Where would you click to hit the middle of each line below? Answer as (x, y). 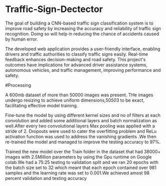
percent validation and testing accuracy (46, 178)
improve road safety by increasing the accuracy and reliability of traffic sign (83, 28)
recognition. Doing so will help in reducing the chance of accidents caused (82, 34)
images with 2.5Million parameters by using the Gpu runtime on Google (78, 157)
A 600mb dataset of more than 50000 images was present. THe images (79, 95)
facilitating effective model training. (42, 105)
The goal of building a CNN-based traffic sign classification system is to (79, 23)
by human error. (22, 39)
